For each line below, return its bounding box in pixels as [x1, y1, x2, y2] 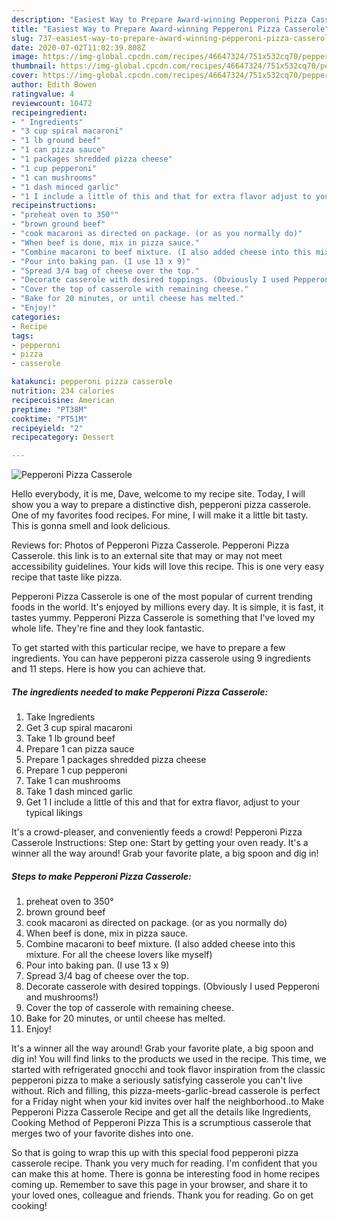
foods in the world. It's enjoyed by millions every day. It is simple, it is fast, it [11, 601, 324, 613]
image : [11, 52, 39, 62]
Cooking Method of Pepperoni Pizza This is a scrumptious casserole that [11, 1117, 312, 1129]
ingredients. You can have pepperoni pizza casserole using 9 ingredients [11, 652, 311, 665]
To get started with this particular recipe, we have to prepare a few [11, 642, 286, 654]
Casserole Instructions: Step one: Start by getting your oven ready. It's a [11, 837, 309, 849]
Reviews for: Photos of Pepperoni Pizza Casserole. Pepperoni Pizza [11, 539, 290, 551]
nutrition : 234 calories [11, 386, 115, 396]
